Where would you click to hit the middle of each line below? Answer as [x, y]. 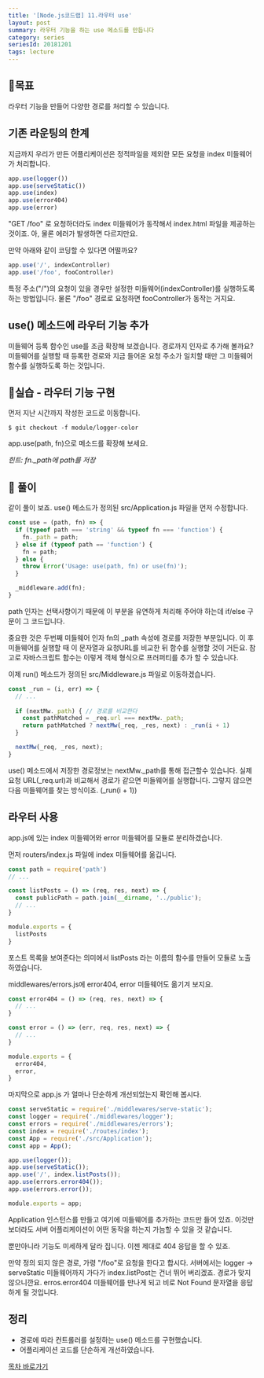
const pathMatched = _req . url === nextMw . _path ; [103, 718]
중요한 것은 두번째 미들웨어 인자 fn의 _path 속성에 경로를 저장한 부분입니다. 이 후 [131, 638]
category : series [37, 37]
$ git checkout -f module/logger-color [73, 428]
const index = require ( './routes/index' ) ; [79, 1131]
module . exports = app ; [45, 1203]
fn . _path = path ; [51, 537]
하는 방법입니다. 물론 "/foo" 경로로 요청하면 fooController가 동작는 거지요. [122, 298]
